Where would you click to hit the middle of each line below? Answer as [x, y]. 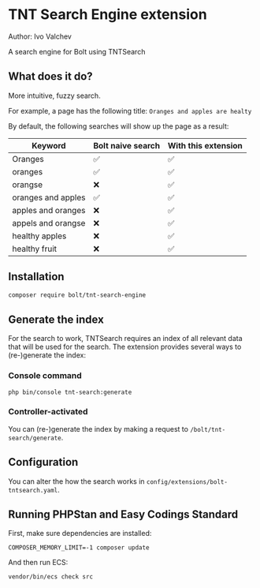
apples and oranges [49, 210]
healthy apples [39, 236]
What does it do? [50, 77]
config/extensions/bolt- [187, 482]
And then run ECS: [38, 563]
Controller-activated [48, 412]
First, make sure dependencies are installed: [80, 534]
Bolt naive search [126, 145]
